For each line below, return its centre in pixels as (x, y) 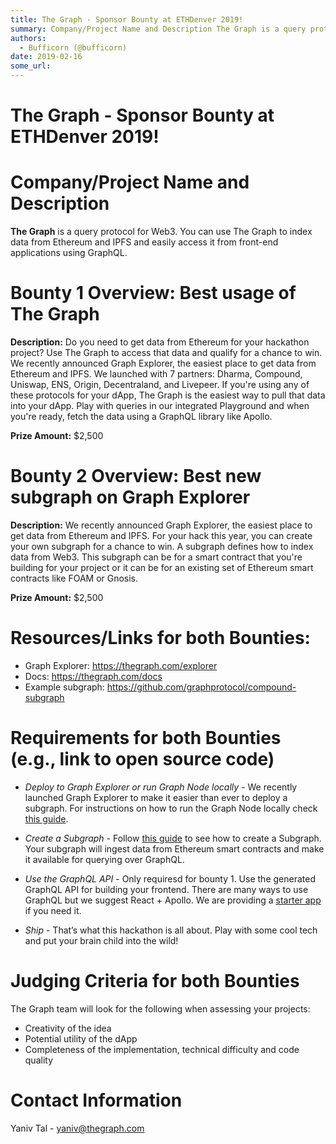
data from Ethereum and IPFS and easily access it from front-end (144, 242)
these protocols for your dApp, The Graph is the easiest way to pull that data (168, 395)
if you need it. (53, 910)
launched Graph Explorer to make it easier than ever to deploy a (156, 797)
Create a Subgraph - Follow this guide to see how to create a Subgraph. (173, 838)
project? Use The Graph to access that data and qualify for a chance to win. (166, 353)
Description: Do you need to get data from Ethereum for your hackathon (160, 342)
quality (39, 1060)
